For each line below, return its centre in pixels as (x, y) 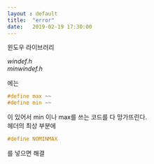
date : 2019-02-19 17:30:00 (50, 27)
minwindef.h (25, 69)
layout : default (33, 14)
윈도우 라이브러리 (31, 47)
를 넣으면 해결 (26, 153)
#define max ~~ (29, 96)
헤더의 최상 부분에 (31, 126)
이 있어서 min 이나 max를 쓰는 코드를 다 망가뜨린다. (77, 117)
